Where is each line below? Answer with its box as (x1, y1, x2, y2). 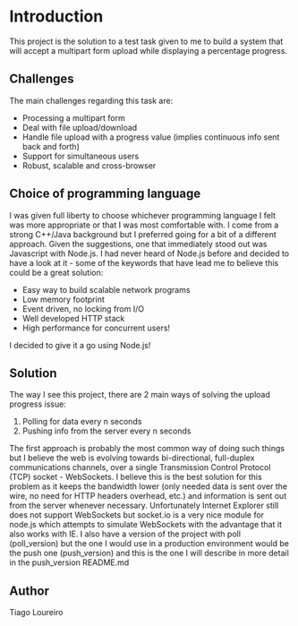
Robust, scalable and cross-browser (21, 159, 157, 171)
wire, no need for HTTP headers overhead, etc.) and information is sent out (9, 491, 287, 502)
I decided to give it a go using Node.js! (9, 339, 151, 350)
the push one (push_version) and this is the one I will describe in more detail (9, 548, 289, 559)
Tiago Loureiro (9, 607, 64, 618)
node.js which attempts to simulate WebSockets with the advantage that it (9, 519, 282, 530)
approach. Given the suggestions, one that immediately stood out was (9, 238, 268, 249)
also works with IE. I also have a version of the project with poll (9, 528, 242, 539)
